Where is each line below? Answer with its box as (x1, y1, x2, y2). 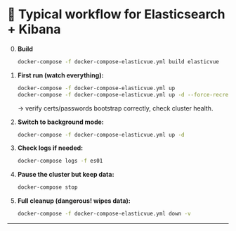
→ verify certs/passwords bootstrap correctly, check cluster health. (17, 104, 214, 112)
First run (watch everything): (17, 70, 104, 80)
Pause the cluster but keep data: (17, 170, 114, 179)
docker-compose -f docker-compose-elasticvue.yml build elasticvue (17, 58, 219, 65)
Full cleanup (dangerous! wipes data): (17, 196, 131, 205)
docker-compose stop (17, 184, 78, 191)
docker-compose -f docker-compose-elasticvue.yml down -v (17, 211, 191, 218)
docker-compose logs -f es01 (17, 158, 103, 165)
